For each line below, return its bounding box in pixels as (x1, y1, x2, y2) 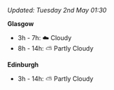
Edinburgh (7, 60, 39, 69)
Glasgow (7, 20, 34, 27)
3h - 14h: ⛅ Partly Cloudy (17, 75, 93, 83)
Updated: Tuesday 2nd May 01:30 (7, 6, 107, 14)
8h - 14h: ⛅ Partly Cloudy (17, 44, 93, 52)
